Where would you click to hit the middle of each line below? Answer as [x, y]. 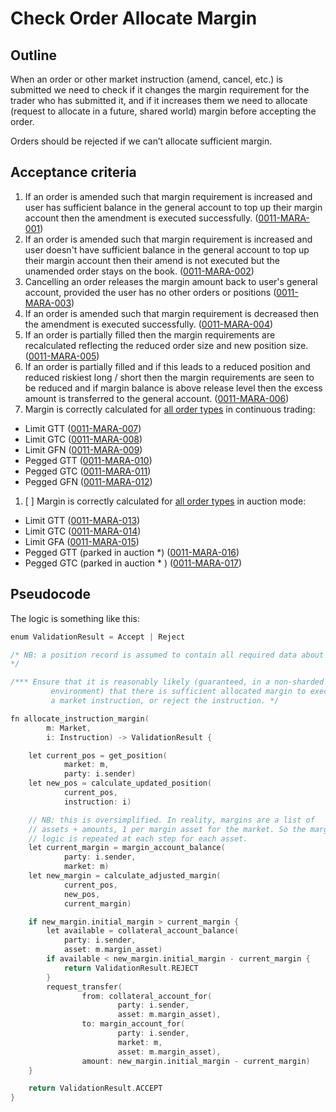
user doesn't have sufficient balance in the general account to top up [167, 249]
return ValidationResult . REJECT [131, 968]
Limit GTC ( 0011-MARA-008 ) [83, 439]
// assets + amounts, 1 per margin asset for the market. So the [167, 829]
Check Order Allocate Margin [134, 18]
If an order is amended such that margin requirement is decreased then [171, 313]
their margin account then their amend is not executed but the [152, 260]
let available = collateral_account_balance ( [143, 931]
